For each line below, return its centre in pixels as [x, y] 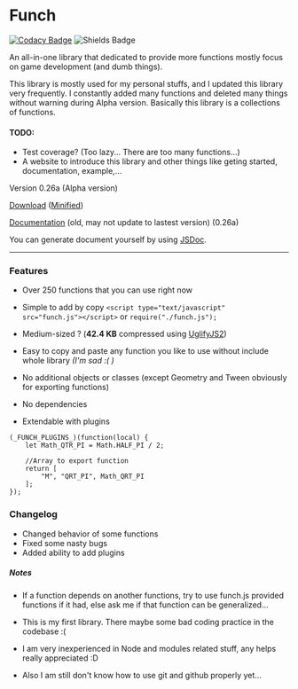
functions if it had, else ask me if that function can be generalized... [145, 605]
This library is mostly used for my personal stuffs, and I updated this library [146, 83]
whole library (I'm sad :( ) [68, 361]
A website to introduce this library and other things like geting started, [149, 161]
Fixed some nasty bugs [65, 543]
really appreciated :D [60, 658]
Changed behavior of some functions [90, 534]
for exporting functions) [65, 388]
